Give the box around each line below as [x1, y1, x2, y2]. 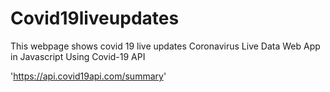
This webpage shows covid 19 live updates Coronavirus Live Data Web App [10, 40, 321, 52]
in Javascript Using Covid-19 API [10, 50, 146, 62]
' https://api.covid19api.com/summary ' [10, 70, 167, 82]
